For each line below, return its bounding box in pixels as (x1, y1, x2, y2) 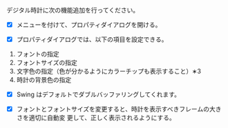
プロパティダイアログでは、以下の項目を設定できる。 (16, 35, 168, 43)
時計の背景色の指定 (16, 76, 72, 84)
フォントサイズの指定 (16, 58, 77, 67)
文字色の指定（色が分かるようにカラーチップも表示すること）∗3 (16, 67, 202, 76)
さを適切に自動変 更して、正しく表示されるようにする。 (16, 114, 175, 122)
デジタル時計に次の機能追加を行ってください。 (6, 6, 140, 14)
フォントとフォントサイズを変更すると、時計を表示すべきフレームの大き (16, 105, 222, 114)
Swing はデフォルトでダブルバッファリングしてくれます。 (16, 90, 181, 98)
